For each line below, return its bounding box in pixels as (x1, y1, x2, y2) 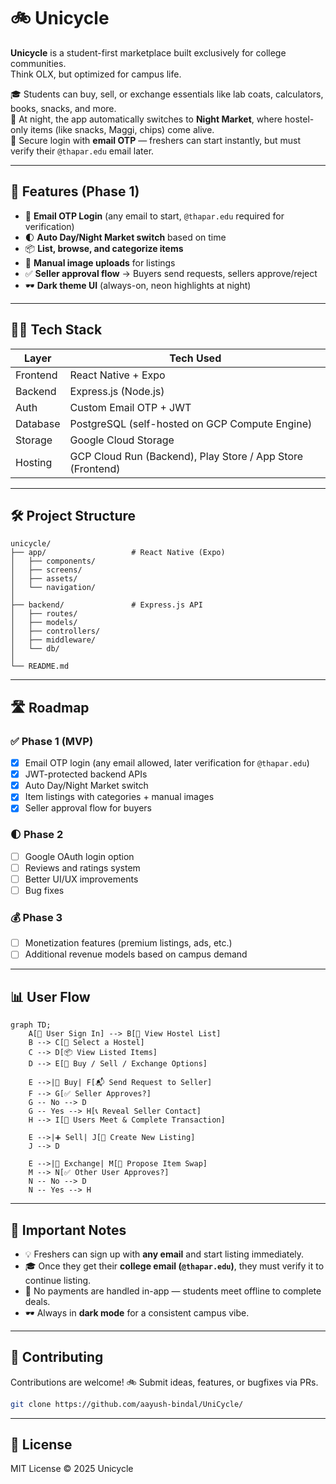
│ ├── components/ (10, 556, 97, 567)
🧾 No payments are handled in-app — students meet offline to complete (24, 1285, 322, 1297)
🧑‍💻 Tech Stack (10, 321, 103, 339)
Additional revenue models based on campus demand (24, 948, 248, 960)
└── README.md (10, 661, 70, 672)
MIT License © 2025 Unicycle (10, 1463, 134, 1475)
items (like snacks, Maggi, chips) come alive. (29, 123, 215, 135)
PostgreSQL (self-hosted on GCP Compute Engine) (69, 416, 313, 430)
